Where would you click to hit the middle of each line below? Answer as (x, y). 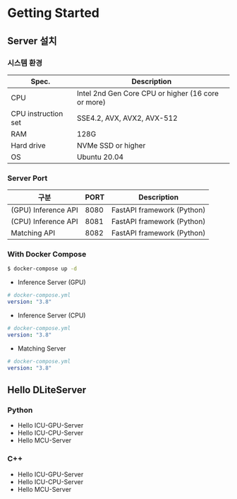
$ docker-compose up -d (42, 269)
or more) (91, 102)
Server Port (28, 178)
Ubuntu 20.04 (100, 157)
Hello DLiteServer (47, 390)
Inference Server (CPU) (51, 315)
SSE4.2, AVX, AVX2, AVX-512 (127, 118)
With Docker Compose (47, 254)
